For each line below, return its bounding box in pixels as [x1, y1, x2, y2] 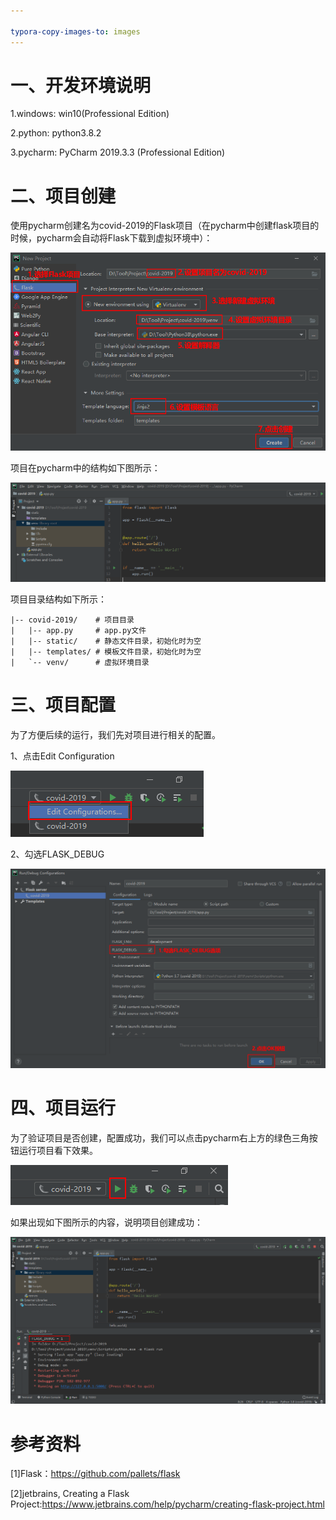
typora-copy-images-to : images [10, 26, 141, 37]
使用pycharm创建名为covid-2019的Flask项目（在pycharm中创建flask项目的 [10, 220, 320, 232]
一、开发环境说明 [10, 74, 152, 97]
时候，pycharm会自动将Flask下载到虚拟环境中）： [10, 232, 213, 244]
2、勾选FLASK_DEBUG [10, 848, 105, 860]
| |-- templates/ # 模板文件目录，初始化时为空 [10, 646, 202, 657]
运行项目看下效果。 [18, 1145, 98, 1157]
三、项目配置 [10, 694, 117, 717]
